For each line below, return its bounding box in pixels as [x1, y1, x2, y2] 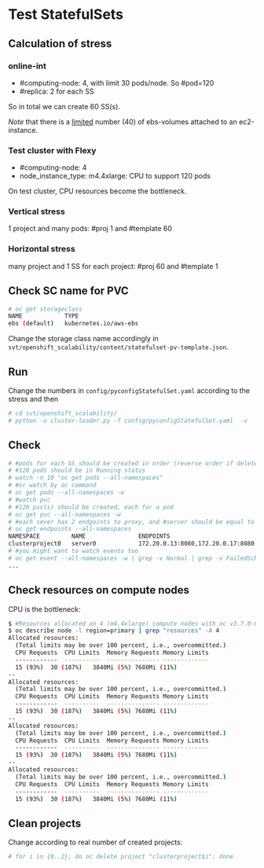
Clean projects [8, 816, 82, 830]
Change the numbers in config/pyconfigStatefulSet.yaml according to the [8, 386, 250, 395]
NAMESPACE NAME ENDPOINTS [8, 532, 170, 540]
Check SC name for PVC [8, 285, 130, 298]
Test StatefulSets [8, 6, 124, 24]
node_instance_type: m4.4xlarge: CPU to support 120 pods [19, 171, 211, 181]
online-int [8, 61, 47, 72]
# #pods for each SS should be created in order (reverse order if [8, 459, 234, 467]
